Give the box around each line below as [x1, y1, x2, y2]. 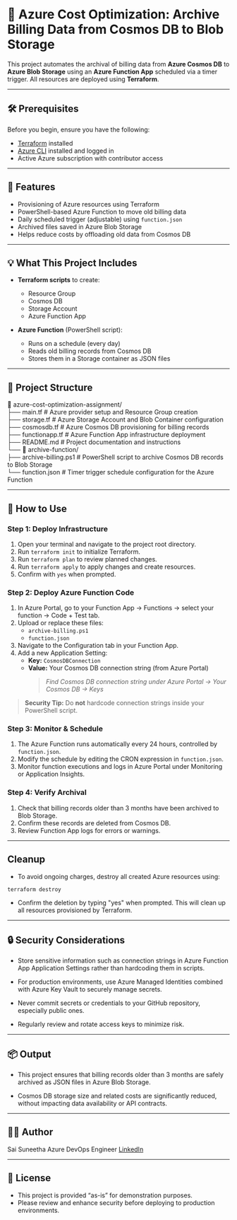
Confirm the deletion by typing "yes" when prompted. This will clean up [17, 898, 226, 907]
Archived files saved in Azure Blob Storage [17, 222, 142, 231]
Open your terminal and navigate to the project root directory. [17, 540, 196, 548]
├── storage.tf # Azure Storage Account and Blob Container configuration [7, 415, 224, 424]
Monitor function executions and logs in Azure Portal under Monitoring [17, 762, 223, 771]
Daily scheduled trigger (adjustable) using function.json [17, 215, 183, 223]
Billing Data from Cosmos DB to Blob [7, 21, 224, 37]
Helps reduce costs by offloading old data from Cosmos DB [17, 230, 191, 238]
